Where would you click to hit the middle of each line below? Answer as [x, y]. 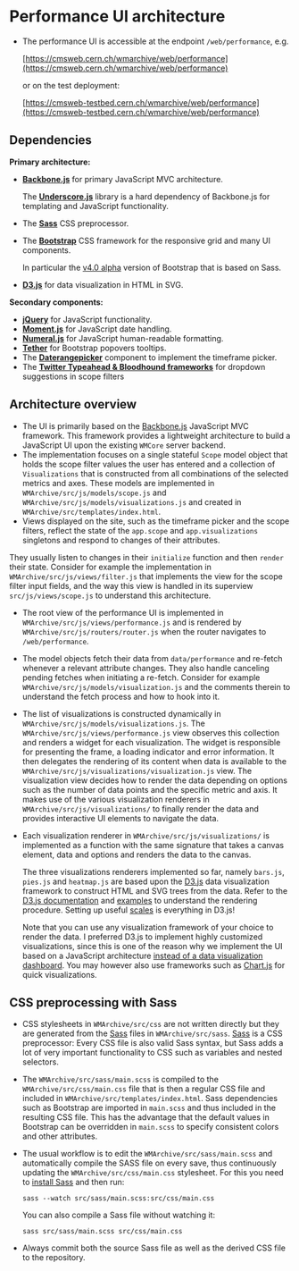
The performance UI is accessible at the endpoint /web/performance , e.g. [155, 41]
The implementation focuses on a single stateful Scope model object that [155, 454]
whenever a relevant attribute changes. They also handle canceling [145, 668]
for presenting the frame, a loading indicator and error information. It [148, 752]
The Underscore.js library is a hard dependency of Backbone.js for [146, 196]
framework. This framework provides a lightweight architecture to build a [156, 435]
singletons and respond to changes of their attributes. [121, 540]
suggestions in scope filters [73, 376]
